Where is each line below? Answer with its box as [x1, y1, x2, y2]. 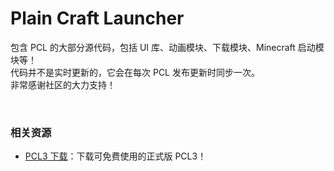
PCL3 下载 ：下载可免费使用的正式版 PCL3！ [24, 150, 207, 162]
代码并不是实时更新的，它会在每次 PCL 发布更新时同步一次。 [10, 66, 260, 78]
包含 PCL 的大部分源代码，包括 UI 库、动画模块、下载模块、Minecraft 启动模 [10, 41, 325, 53]
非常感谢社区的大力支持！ [10, 78, 116, 91]
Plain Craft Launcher [10, 7, 185, 30]
